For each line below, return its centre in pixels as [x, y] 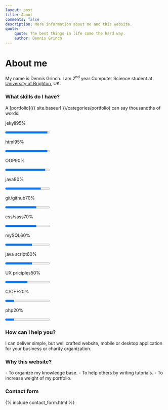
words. [12, 113]
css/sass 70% [19, 217]
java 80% [14, 179]
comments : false [22, 19]
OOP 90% [15, 160]
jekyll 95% [16, 123]
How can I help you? [31, 332]
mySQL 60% [18, 235]
